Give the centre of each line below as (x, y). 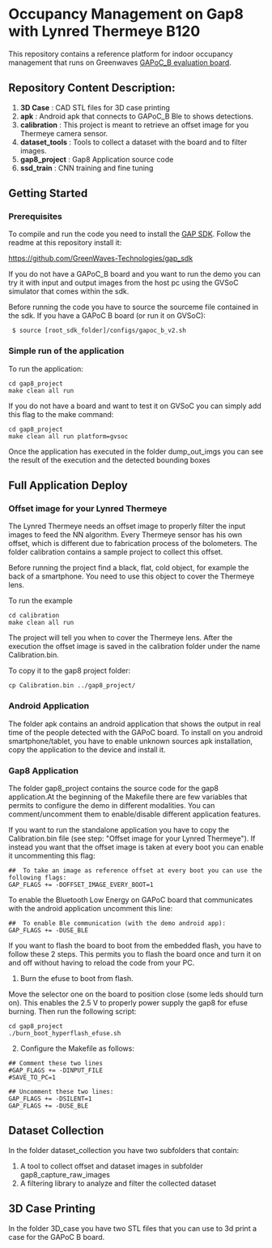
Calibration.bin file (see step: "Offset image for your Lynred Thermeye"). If (132, 839)
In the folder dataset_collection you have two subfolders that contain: (124, 1150)
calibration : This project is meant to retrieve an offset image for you (134, 125)
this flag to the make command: (61, 414)
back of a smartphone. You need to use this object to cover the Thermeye (132, 576)
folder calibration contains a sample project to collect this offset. (116, 552)
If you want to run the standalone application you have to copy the (119, 830)
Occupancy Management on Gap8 (126, 14)
